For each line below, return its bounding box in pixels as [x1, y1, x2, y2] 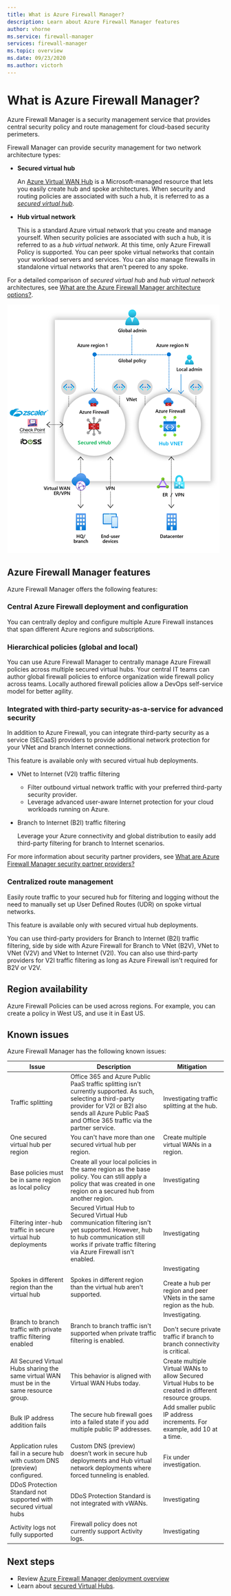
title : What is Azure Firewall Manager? [7, 11, 125, 18]
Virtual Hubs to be [163, 1378, 214, 1387]
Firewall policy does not [70, 1520, 137, 1528]
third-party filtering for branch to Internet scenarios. [16, 839, 165, 847]
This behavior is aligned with [70, 1371, 151, 1380]
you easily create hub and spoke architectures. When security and [16, 185, 206, 193]
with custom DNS [10, 1457, 60, 1465]
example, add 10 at [163, 1424, 218, 1433]
